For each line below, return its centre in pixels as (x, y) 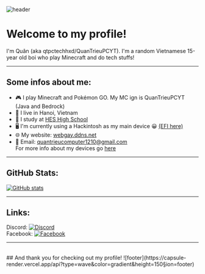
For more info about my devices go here (65, 148)
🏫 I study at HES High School (52, 119)
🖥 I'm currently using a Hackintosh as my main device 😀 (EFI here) (99, 126)
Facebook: (20, 234)
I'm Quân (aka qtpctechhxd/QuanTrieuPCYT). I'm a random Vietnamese (96, 51)
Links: (18, 213)
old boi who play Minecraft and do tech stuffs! (77, 57)
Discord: (17, 227)
